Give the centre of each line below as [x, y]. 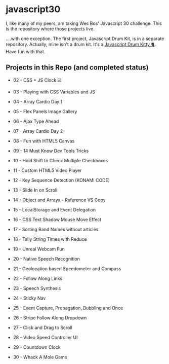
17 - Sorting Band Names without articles [56, 229]
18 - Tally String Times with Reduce [50, 239]
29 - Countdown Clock [37, 347]
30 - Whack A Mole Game [40, 357]
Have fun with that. [26, 51]
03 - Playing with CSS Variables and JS [54, 92]
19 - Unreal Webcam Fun [39, 249]
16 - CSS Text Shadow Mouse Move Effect [57, 220]
